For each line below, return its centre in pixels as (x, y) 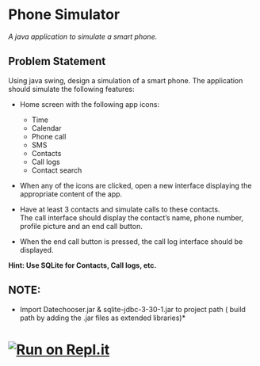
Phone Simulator (64, 15)
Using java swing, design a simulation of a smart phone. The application (126, 80)
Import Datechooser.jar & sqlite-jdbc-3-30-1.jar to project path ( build (132, 309)
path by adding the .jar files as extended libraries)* (103, 318)
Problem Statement (57, 61)
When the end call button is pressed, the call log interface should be (131, 241)
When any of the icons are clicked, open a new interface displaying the (136, 185)
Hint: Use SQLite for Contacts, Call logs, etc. (82, 265)
